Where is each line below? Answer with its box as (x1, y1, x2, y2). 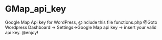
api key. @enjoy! (5, 29, 38, 35)
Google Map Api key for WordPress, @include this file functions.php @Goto (5, 19, 158, 25)
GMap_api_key (5, 3, 66, 14)
